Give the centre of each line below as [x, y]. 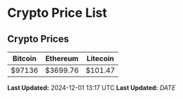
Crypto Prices [38, 39]
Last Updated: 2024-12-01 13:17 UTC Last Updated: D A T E [91, 88]
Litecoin [100, 59]
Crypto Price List [57, 13]
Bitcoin [25, 59]
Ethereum [62, 59]
